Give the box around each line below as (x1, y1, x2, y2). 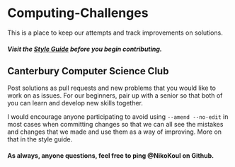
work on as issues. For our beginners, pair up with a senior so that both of (7, 91, 223, 100)
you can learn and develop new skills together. (7, 99, 143, 108)
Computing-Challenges (7, 5, 149, 21)
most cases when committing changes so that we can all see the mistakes (7, 120, 224, 129)
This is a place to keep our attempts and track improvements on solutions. (7, 28, 223, 37)
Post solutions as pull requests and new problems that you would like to (7, 83, 216, 93)
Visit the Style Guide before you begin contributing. (7, 45, 163, 53)
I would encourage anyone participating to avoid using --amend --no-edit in (7, 113, 229, 121)
